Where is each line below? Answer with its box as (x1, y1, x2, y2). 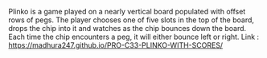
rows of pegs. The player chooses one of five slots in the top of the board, (8, 15, 255, 25)
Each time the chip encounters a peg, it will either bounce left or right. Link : (8, 32, 260, 41)
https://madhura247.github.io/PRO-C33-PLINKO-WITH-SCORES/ (8, 41, 224, 50)
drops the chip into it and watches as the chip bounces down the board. (8, 24, 247, 33)
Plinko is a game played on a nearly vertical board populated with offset (8, 7, 246, 16)
